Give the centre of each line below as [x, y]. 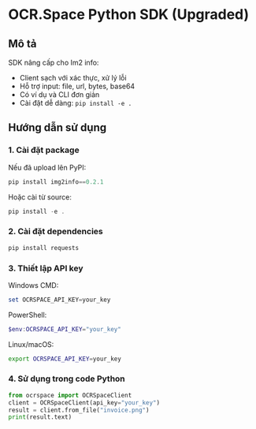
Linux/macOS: [31, 344]
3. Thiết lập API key [46, 268]
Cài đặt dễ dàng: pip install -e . [76, 103]
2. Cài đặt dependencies [56, 232]
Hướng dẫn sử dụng [58, 128]
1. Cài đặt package [44, 150]
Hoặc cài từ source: [40, 197]
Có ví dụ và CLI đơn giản [59, 95]
